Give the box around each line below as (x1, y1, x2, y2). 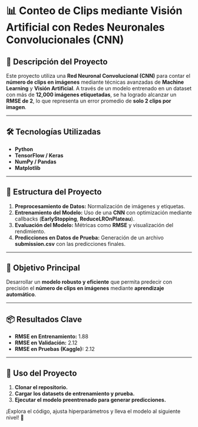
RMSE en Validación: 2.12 (14, 339, 78, 346)
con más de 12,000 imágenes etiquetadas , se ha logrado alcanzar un (6, 91, 177, 98)
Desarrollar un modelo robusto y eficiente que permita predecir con (6, 278, 173, 285)
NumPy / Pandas (14, 158, 57, 165)
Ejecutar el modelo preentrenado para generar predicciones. (14, 396, 166, 403)
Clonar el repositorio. (14, 384, 68, 391)
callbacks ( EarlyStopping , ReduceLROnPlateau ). (14, 215, 135, 222)
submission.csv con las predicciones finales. (14, 240, 126, 247)
